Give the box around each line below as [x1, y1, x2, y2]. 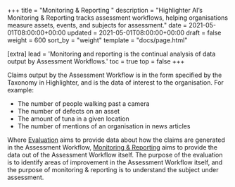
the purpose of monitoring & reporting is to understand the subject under [7, 166, 219, 174]
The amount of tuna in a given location [17, 114, 129, 123]
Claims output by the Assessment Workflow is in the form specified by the [7, 71, 222, 79]
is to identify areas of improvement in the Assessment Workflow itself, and [7, 158, 223, 167]
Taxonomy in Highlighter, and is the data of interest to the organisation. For [7, 78, 224, 87]
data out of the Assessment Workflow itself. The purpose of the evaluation [7, 151, 223, 159]
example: [7, 86, 34, 94]
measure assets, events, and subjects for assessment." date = [7, 21, 188, 29]
